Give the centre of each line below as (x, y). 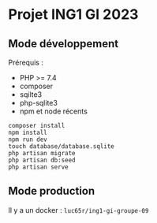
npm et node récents (54, 111)
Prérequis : (26, 62)
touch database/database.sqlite (61, 147)
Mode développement (64, 44)
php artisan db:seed (42, 160)
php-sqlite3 (38, 103)
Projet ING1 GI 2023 (73, 15)
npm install (28, 132)
